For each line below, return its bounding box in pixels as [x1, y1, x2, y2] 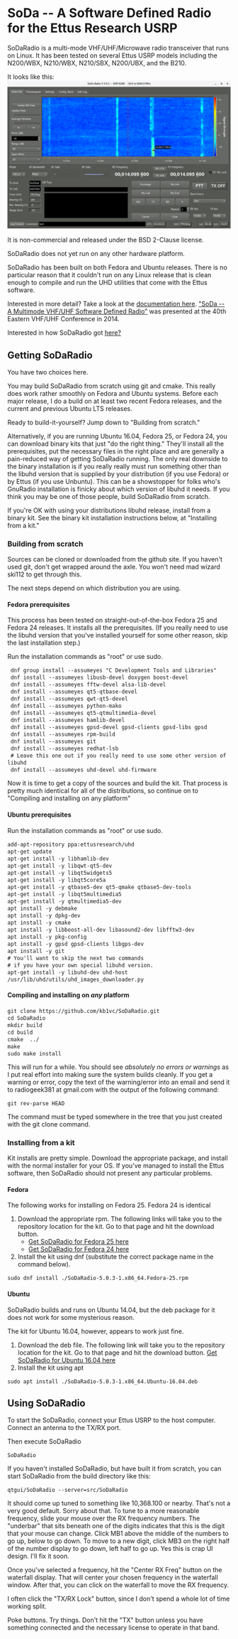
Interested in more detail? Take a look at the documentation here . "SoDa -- [7, 300, 225, 308]
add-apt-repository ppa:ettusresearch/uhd [7, 841, 135, 848]
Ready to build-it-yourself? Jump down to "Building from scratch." [7, 418, 200, 426]
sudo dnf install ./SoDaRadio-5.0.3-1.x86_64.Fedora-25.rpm [7, 1274, 189, 1282]
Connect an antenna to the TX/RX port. [7, 1424, 121, 1432]
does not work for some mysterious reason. [7, 1313, 135, 1321]
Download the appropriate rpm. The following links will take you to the [17, 1215, 222, 1223]
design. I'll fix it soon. [7, 1552, 69, 1561]
